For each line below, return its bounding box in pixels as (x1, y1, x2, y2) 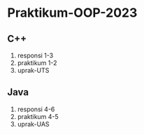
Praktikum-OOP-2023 (7, 5, 138, 21)
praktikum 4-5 (17, 112, 59, 120)
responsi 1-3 (17, 51, 54, 59)
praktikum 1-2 (17, 59, 57, 67)
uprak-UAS (17, 120, 50, 128)
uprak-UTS (17, 66, 50, 74)
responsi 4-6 (17, 105, 55, 113)
